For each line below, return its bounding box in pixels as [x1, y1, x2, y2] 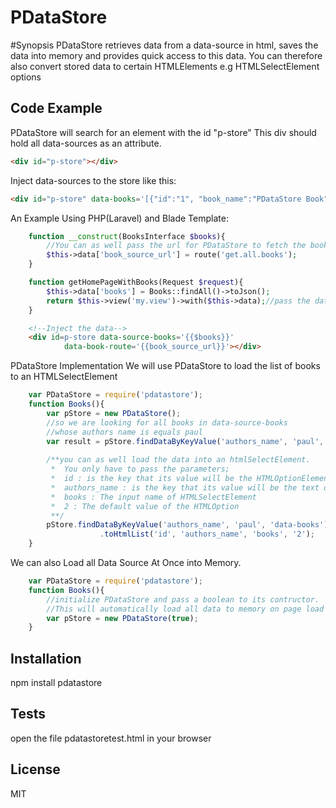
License [10, 761, 61, 778]
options [10, 71, 42, 83]
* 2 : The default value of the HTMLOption [50, 501, 240, 511]
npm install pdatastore [10, 677, 103, 689]
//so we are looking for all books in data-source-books [46, 417, 288, 428]
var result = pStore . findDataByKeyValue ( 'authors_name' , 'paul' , [46, 436, 325, 446]
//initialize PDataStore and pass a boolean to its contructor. [46, 594, 320, 605]
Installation [10, 650, 82, 667]
